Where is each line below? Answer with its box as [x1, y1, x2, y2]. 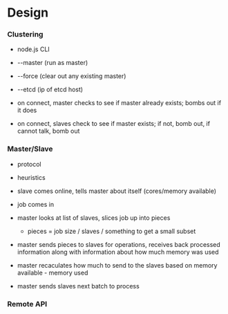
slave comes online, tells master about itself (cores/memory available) [17, 187, 216, 195]
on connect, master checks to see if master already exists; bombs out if [17, 99, 222, 107]
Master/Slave [7, 144, 53, 154]
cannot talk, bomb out [17, 127, 80, 136]
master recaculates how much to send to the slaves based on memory [17, 261, 218, 269]
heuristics [17, 173, 46, 181]
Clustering [7, 30, 44, 39]
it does [17, 106, 37, 115]
